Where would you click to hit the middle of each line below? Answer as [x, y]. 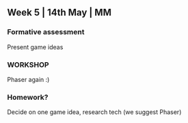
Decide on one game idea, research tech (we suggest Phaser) [94, 112]
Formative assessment [46, 32]
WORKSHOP [28, 64]
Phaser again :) [28, 79]
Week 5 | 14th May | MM [59, 13]
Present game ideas [35, 47]
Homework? [28, 97]
